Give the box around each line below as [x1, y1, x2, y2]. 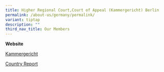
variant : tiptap [5, 17, 40, 22]
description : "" [5, 22, 40, 27]
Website [5, 41, 24, 47]
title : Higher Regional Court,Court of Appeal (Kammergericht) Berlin [5, 7, 159, 13]
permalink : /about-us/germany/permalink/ [5, 12, 95, 17]
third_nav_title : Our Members [5, 27, 70, 32]
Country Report [5, 61, 38, 67]
